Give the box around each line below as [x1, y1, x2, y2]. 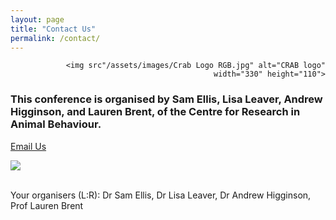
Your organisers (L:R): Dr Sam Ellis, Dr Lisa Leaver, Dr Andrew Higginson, [10, 189, 312, 201]
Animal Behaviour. [10, 117, 102, 131]
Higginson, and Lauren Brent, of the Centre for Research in [10, 105, 301, 119]
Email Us [10, 140, 47, 152]
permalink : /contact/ [10, 33, 101, 43]
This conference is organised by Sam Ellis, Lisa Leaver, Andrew [10, 92, 323, 106]
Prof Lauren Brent [10, 199, 84, 211]
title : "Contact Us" [10, 24, 97, 34]
